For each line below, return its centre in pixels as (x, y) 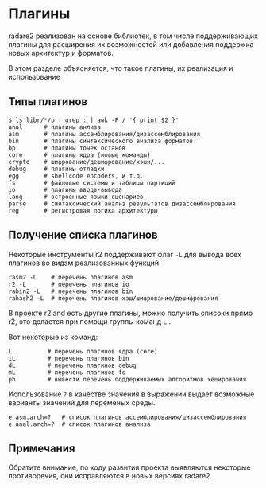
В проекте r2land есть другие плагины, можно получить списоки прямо (131, 313)
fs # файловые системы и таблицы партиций (92, 183)
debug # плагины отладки (56, 169)
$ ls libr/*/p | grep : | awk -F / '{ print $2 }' (94, 120)
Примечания (42, 448)
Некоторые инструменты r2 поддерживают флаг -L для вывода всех (125, 254)
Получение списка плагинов (83, 235)
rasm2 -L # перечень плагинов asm (71, 277)
